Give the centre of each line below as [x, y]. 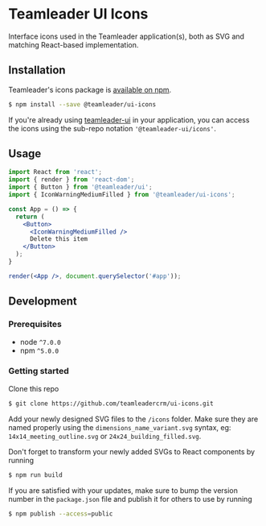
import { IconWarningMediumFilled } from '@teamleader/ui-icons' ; [122, 195]
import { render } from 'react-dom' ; [72, 180]
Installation [37, 70]
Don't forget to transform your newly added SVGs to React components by [132, 451]
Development [43, 302]
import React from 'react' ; [55, 172]
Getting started [39, 371]
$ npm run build [35, 475]
